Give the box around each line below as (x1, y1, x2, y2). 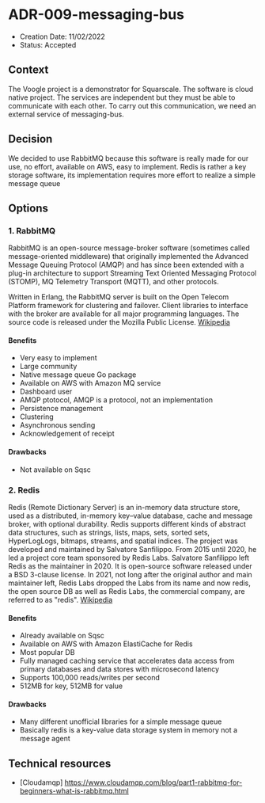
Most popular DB (19, 648, 75, 657)
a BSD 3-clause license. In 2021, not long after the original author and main (8, 569, 253, 579)
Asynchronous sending (19, 421, 96, 430)
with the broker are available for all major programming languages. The (8, 309, 240, 318)
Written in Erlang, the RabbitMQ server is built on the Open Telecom (8, 292, 229, 302)
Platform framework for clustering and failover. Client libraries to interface (8, 301, 248, 310)
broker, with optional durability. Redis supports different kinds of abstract (8, 519, 247, 528)
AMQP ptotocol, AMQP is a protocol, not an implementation (19, 395, 214, 405)
